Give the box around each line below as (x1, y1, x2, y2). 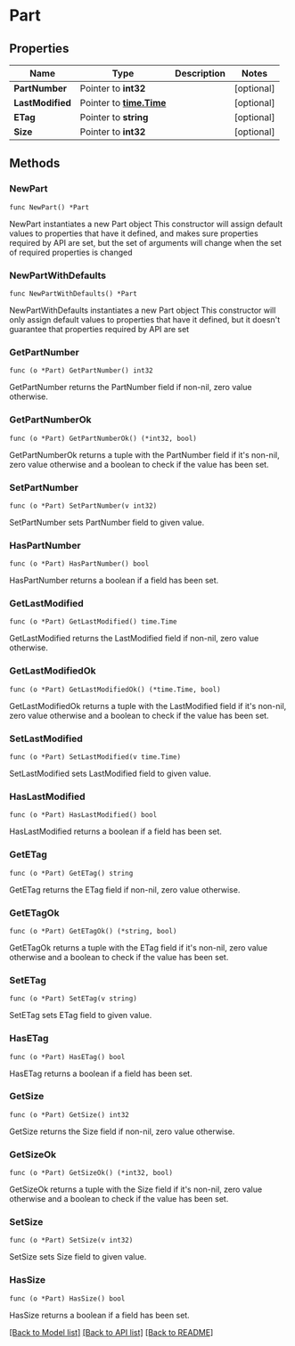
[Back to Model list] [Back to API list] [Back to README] (9, 1326, 214, 1337)
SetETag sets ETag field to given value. (9, 1010, 152, 1021)
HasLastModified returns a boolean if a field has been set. (9, 826, 223, 837)
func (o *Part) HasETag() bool (9, 1052, 126, 1061)
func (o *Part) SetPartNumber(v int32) (9, 501, 158, 510)
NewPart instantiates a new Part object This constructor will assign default (9, 218, 283, 229)
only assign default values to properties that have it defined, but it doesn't (9, 314, 281, 325)
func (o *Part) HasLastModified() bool (9, 811, 158, 820)
